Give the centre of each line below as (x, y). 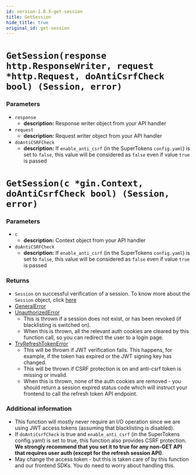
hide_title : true (27, 22)
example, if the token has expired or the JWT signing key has (97, 356)
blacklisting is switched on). (57, 325)
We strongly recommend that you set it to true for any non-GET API (98, 446)
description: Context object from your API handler (84, 240)
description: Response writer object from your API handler (95, 123)
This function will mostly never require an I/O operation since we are (97, 421)
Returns (18, 281)
